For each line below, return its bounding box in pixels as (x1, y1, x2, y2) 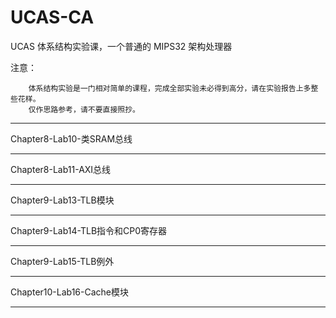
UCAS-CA (10, 6, 95, 29)
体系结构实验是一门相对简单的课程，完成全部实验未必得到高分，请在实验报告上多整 (28, 83, 319, 93)
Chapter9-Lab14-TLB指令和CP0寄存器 (10, 224, 168, 236)
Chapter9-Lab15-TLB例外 (10, 255, 115, 267)
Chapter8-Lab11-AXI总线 (10, 163, 112, 175)
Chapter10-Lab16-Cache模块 (10, 286, 129, 298)
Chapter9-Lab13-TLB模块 (10, 194, 115, 206)
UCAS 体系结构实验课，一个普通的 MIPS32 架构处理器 (10, 40, 233, 52)
